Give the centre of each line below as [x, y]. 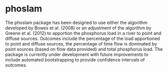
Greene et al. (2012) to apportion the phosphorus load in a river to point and [83, 33]
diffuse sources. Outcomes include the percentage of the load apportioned [83, 38]
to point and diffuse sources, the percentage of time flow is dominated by [81, 43]
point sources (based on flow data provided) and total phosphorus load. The [84, 49]
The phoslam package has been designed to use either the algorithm [76, 22]
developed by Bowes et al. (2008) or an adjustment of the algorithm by [78, 27]
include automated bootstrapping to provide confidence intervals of [75, 59]
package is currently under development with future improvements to [77, 54]
